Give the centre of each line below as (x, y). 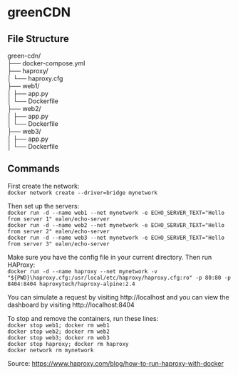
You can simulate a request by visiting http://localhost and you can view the (118, 297)
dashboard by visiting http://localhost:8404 (71, 305)
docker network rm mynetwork (51, 350)
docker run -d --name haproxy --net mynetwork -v (83, 271)
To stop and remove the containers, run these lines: (83, 318)
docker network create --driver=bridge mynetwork (83, 193)
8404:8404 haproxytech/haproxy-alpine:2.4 (71, 284)
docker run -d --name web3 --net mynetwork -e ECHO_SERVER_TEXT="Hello (116, 238)
